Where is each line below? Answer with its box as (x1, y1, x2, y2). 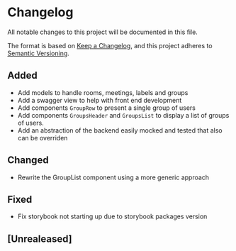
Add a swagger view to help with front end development (17, 96, 182, 104)
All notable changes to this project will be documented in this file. (7, 28, 198, 36)
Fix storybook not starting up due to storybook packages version (17, 212, 208, 221)
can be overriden (17, 133, 68, 142)
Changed (7, 154, 49, 167)
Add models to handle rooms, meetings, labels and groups (17, 88, 189, 96)
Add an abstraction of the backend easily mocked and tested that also (17, 125, 223, 135)
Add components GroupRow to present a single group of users (17, 104, 196, 112)
